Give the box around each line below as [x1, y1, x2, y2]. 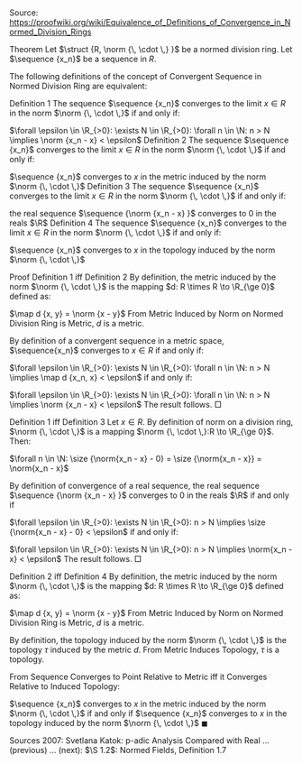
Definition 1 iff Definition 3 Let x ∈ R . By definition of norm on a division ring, [9, 417, 294, 428]
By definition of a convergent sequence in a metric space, [9, 336, 224, 346]
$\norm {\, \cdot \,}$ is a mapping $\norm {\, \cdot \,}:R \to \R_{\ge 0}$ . [9, 427, 275, 437]
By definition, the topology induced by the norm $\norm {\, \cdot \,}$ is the [9, 635, 287, 646]
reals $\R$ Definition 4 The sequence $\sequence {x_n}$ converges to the [9, 217, 288, 228]
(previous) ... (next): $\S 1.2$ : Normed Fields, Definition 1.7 [9, 745, 227, 756]
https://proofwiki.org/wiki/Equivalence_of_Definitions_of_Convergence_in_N [9, 17, 291, 28]
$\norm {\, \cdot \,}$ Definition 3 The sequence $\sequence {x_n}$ [9, 181, 260, 192]
